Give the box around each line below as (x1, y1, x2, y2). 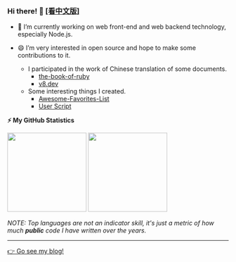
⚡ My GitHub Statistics (7, 116, 75, 124)
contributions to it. (17, 51, 71, 60)
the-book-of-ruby (38, 72, 90, 81)
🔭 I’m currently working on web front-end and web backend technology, (17, 22, 226, 31)
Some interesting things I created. (27, 87, 126, 96)
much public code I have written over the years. (7, 226, 147, 235)
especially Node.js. (17, 30, 73, 39)
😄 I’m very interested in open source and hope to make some (17, 44, 197, 52)
